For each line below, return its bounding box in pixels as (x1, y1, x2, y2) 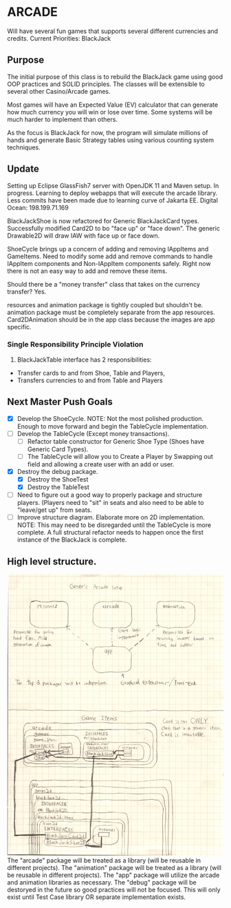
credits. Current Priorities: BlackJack (7, 34, 111, 42)
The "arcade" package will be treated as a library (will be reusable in (7, 856, 201, 865)
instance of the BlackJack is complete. (16, 535, 127, 544)
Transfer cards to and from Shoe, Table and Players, (16, 369, 165, 377)
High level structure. (7, 555, 97, 567)
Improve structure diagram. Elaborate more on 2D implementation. (16, 513, 205, 522)
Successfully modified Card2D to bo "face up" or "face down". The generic (7, 224, 220, 232)
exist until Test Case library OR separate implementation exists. (7, 893, 186, 901)
